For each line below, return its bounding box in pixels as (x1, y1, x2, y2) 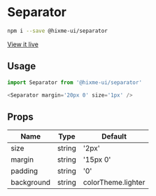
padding (10, 166, 38, 176)
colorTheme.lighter (83, 178, 146, 188)
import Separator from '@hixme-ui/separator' (7, 78, 142, 86)
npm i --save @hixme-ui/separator (7, 27, 108, 34)
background (10, 178, 51, 188)
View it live (7, 40, 38, 48)
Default (101, 132, 127, 141)
